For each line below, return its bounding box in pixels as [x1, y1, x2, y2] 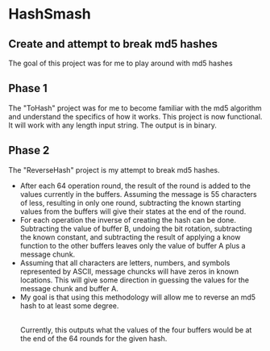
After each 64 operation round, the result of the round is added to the [19, 181, 251, 190]
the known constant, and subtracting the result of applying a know [19, 232, 241, 242]
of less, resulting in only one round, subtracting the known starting [19, 198, 242, 207]
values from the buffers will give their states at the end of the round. [19, 207, 247, 216]
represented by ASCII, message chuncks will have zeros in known [19, 266, 239, 276]
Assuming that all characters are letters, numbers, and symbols [19, 257, 231, 267]
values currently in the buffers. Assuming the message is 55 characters [19, 189, 257, 198]
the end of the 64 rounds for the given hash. [19, 333, 168, 343]
